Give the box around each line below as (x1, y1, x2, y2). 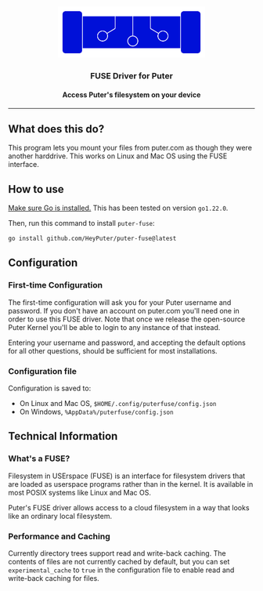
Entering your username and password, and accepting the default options (8, 338, 247, 347)
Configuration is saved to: (8, 383, 92, 393)
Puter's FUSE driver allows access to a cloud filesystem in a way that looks (8, 502, 250, 512)
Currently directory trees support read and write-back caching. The (8, 548, 226, 558)
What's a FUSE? (8, 453, 70, 464)
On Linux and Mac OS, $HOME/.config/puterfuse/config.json (19, 398, 217, 408)
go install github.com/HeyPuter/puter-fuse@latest (8, 234, 177, 243)
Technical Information (8, 430, 118, 443)
